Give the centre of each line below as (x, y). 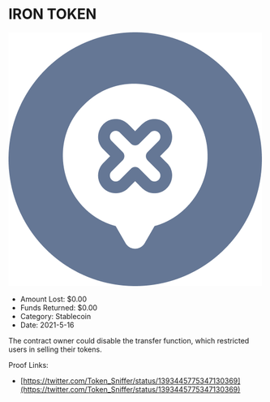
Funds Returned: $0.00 (59, 307)
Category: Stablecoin (56, 316)
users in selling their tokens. (56, 349)
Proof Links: (28, 365)
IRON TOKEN (53, 14)
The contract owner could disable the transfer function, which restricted (129, 340)
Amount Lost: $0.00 (54, 299)
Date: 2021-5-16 (47, 325)
